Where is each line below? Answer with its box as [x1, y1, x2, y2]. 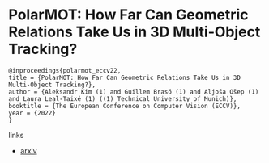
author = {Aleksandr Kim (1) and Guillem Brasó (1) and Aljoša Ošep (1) [8, 87, 259, 96]
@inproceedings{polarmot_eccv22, [8, 66, 122, 74]
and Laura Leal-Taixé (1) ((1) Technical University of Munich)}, [8, 94, 237, 102]
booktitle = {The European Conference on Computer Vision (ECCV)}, [8, 102, 241, 110]
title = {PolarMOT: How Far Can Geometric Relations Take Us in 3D [8, 73, 241, 81]
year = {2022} [8, 109, 57, 117]
